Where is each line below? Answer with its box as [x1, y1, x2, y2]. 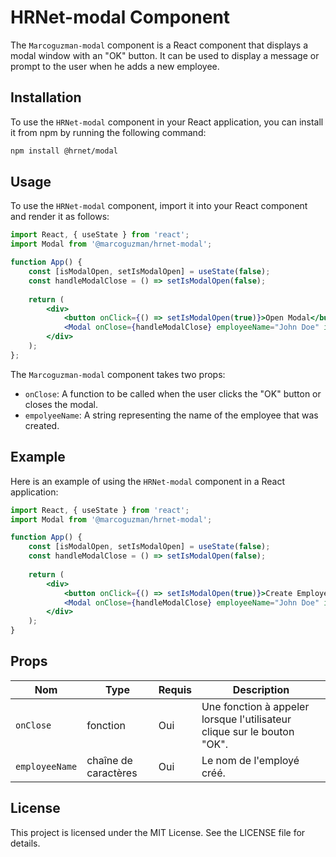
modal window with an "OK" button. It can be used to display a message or [10, 49, 320, 61]
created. [24, 419, 60, 431]
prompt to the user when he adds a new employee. [10, 60, 220, 72]
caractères [86, 766, 138, 780]
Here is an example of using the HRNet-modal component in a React [10, 475, 285, 487]
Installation [10, 89, 82, 106]
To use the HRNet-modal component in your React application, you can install [10, 116, 324, 128]
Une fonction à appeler [201, 699, 310, 713]
